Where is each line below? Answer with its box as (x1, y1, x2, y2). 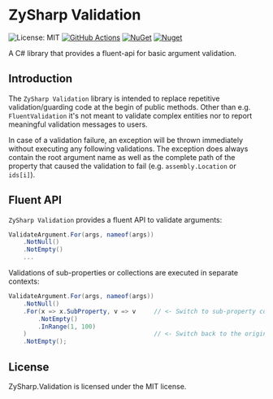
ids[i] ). (8, 169, 36, 180)
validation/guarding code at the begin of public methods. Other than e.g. (8, 102, 251, 111)
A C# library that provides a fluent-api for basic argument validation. (8, 48, 237, 58)
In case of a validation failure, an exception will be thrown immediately (8, 135, 244, 145)
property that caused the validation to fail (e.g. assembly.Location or (8, 161, 237, 171)
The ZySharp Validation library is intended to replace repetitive (8, 93, 221, 103)
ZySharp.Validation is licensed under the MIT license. (8, 382, 187, 391)
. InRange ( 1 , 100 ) (37, 323, 96, 331)
